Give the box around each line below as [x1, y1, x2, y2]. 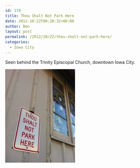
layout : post [5, 29, 32, 34]
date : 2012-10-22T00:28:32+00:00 [5, 18, 74, 23]
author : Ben [5, 24, 30, 29]
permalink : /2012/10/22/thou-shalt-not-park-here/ [5, 34, 112, 39]
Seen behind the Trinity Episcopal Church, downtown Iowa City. [5, 59, 136, 65]
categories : [5, 40, 30, 45]
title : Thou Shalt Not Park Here [5, 13, 74, 18]
